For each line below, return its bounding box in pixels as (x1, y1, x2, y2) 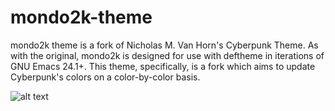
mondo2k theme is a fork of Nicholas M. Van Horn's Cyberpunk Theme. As (10, 39, 319, 51)
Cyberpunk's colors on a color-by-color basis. (10, 71, 201, 83)
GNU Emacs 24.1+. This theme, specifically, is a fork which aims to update (10, 60, 316, 72)
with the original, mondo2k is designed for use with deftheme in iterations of (10, 49, 325, 61)
